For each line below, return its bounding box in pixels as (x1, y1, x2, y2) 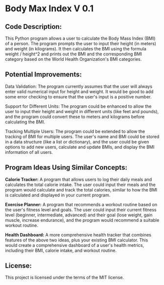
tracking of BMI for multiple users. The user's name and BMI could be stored (5, 133, 160, 140)
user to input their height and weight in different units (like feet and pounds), (5, 108, 159, 114)
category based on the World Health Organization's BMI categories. (5, 56, 142, 62)
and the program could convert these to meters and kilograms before (5, 114, 145, 119)
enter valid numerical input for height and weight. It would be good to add (5, 89, 154, 95)
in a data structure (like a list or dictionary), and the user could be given (5, 139, 149, 144)
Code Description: (5, 23, 62, 31)
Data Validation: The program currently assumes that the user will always (5, 83, 153, 89)
